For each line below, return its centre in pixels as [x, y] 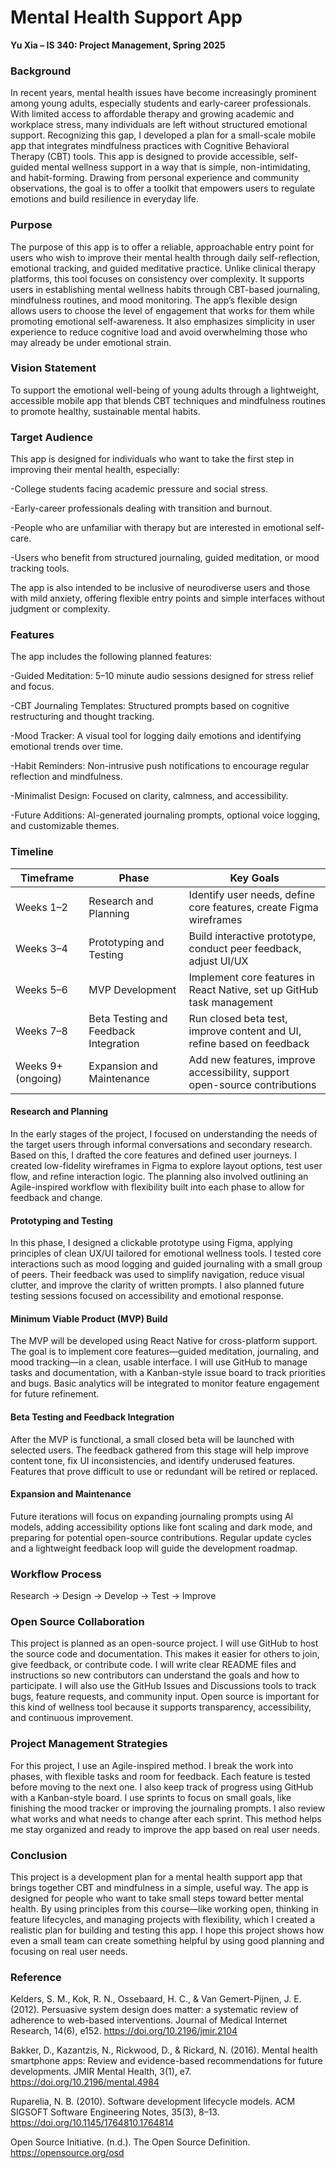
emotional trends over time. [67, 747]
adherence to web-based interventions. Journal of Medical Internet [149, 2020]
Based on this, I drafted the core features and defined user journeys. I [153, 1155]
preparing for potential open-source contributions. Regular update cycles [161, 1537]
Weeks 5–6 [41, 989]
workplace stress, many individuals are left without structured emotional [159, 125]
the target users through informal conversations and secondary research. [161, 1144]
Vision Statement [53, 368]
